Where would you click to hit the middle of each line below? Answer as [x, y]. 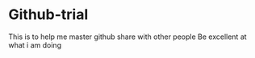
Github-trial [48, 15]
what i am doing [35, 44]
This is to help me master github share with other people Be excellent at [128, 37]
